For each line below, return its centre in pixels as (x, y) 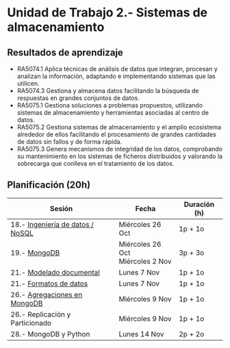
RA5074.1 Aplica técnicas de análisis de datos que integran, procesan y (117, 69)
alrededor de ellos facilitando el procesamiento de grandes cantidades (117, 134)
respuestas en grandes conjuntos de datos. (78, 98)
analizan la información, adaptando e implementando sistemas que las (116, 76)
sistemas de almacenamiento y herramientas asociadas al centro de (113, 112)
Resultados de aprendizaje (65, 52)
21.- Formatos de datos (49, 284)
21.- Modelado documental (55, 272)
